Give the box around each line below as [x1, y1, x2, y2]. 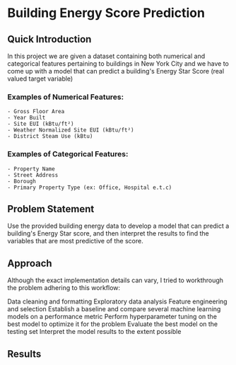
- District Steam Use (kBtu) [7, 133, 93, 140]
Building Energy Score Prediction [7, 5, 205, 21]
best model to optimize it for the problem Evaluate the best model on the [7, 320, 218, 328]
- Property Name [7, 165, 55, 173]
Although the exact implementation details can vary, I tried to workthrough [7, 276, 224, 284]
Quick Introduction [7, 33, 92, 45]
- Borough [7, 178, 37, 185]
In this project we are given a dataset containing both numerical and [7, 52, 206, 60]
